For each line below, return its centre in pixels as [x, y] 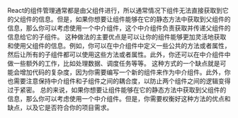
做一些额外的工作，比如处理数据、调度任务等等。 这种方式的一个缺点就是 [114, 63]
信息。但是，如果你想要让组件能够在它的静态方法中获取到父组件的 [134, 19]
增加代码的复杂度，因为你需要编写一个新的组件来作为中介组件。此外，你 [125, 72]
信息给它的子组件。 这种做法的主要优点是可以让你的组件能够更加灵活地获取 [117, 37]
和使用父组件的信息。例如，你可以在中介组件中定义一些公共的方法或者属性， [119, 46]
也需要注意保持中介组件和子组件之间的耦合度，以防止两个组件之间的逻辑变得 [119, 81]
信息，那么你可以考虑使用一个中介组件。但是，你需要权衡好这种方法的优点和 [119, 99]
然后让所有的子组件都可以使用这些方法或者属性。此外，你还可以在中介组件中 [119, 54]
